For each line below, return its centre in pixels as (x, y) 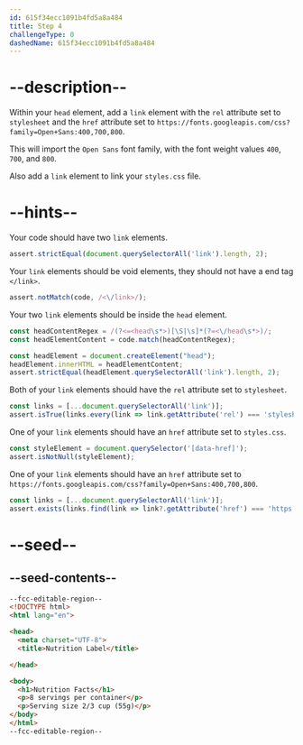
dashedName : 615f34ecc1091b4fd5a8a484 (82, 43)
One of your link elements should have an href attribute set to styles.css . (148, 432)
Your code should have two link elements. (89, 238)
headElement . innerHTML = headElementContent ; (96, 364)
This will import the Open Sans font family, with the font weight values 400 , (145, 149)
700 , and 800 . (33, 159)
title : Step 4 (36, 26)
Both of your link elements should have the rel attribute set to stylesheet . (148, 390)
